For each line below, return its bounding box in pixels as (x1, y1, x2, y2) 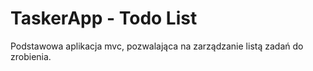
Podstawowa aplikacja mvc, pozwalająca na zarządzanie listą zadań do (10, 40, 304, 52)
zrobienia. (10, 50, 52, 62)
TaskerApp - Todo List (10, 7, 198, 30)
